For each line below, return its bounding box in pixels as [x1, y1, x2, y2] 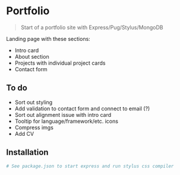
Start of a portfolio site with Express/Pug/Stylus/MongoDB [20, 24, 163, 31]
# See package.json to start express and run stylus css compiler [6, 163, 174, 169]
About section [14, 53, 49, 60]
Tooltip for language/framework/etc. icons [14, 117, 119, 125]
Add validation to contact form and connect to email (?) [14, 105, 150, 112]
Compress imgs [14, 123, 53, 131]
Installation [6, 147, 49, 158]
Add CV [14, 130, 34, 137]
